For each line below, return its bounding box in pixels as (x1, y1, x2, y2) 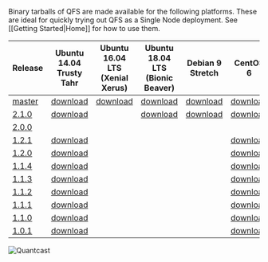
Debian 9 (187, 57, 222, 68)
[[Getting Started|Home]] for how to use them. (8, 24, 161, 33)
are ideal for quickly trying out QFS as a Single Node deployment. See (8, 15, 238, 25)
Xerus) (100, 83, 128, 93)
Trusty (57, 68, 83, 78)
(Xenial (100, 72, 129, 83)
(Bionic (145, 72, 174, 83)
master (12, 96, 38, 107)
